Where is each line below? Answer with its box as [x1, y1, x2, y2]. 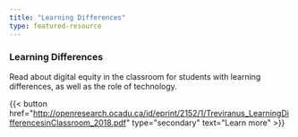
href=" [9, 107, 34, 118]
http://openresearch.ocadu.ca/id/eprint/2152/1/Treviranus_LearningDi [32, 107, 289, 118]
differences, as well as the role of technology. [9, 81, 177, 91]
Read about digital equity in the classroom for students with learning [9, 71, 261, 81]
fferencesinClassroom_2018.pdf [9, 117, 127, 128]
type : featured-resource [9, 21, 102, 30]
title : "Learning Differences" [9, 13, 126, 22]
